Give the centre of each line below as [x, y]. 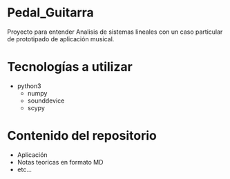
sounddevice [46, 101]
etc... [25, 169]
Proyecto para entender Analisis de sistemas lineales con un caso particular [115, 32]
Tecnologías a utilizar [70, 67]
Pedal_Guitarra [51, 13]
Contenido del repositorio [82, 136]
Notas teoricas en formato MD [60, 162]
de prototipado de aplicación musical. [61, 39]
